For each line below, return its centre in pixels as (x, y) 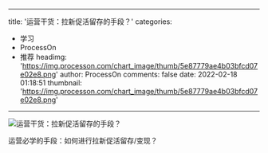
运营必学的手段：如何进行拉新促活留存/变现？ (83, 141)
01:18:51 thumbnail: (51, 83)
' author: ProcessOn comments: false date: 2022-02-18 (146, 74)
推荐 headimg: (43, 57)
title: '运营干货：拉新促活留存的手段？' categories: (91, 22)
